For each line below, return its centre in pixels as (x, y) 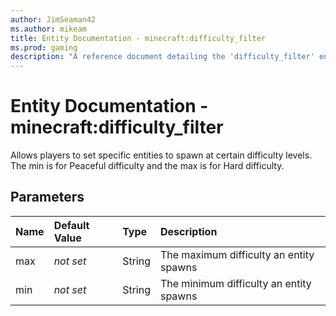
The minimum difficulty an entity (235, 283)
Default (71, 225)
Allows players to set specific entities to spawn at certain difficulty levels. (161, 155)
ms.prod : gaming (44, 47)
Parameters (47, 197)
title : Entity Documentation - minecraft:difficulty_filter (138, 38)
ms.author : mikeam (48, 29)
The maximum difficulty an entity (237, 254)
